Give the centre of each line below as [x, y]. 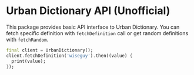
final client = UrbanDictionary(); [50, 50]
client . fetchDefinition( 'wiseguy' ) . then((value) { [69, 56]
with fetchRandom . [27, 39]
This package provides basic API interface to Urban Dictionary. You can [93, 27]
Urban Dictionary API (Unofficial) [88, 11]
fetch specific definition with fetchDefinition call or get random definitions [97, 33]
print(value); [29, 61]
